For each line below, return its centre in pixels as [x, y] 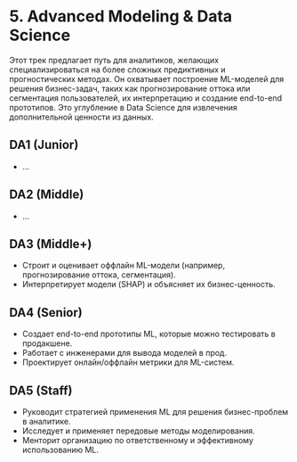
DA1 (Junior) [44, 145]
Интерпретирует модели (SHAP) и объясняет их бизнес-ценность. [148, 285]
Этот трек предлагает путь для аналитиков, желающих [114, 60]
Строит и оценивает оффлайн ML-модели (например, [123, 266]
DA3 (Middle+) [51, 244]
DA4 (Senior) [46, 313]
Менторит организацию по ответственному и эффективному [137, 440]
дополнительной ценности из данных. [81, 117]
